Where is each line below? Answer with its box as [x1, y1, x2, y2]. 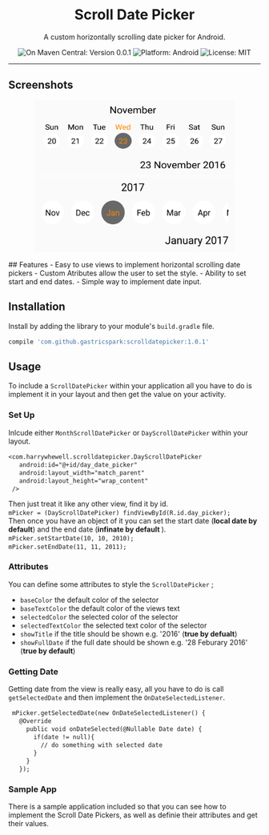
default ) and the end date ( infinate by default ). [8, 524, 167, 534]
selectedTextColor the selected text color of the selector [19, 620, 207, 630]
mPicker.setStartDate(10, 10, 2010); [8, 534, 134, 542]
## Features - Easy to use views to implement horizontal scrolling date [8, 259, 241, 269]
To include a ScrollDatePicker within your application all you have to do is [8, 381, 252, 391]
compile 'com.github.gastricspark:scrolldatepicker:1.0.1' [8, 338, 210, 346]
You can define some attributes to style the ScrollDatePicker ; [8, 579, 214, 589]
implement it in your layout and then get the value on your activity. [8, 390, 227, 399]
